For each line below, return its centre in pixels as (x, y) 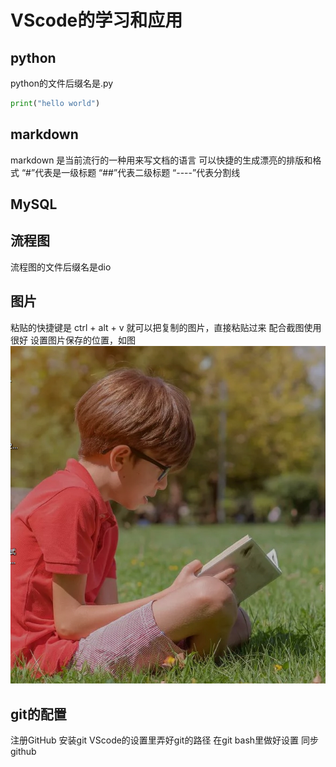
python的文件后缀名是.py (62, 83)
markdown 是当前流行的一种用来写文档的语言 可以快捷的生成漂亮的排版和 (161, 160)
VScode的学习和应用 (96, 20)
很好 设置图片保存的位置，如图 (73, 340)
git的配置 (38, 714)
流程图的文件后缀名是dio (61, 267)
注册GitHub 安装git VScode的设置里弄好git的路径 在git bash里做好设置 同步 (165, 740)
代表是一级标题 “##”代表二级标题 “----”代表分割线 (137, 172)
